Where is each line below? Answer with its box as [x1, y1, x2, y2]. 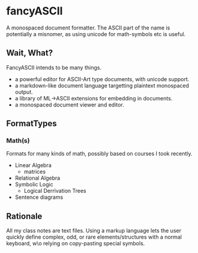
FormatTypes [6, 118, 57, 129]
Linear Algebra [14, 162, 52, 169]
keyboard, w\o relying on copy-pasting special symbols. [6, 240, 145, 247]
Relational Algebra [14, 174, 61, 181]
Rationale [6, 211, 43, 221]
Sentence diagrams [14, 194, 64, 201]
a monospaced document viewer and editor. [14, 101, 124, 108]
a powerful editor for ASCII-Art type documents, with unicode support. [14, 75, 190, 82]
